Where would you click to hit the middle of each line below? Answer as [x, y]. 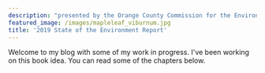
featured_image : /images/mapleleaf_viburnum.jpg [90, 23]
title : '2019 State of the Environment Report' [88, 30]
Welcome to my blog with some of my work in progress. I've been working [129, 53]
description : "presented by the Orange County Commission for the [119, 15]
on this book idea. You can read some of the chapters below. [107, 60]
